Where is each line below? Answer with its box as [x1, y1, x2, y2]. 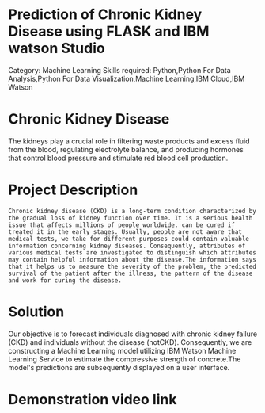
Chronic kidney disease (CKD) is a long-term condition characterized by [8, 207, 257, 215]
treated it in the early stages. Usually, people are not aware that [8, 228, 243, 235]
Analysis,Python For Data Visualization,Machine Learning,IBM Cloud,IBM [8, 74, 245, 83]
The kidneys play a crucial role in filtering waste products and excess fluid [8, 136, 251, 146]
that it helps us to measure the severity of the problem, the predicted [8, 262, 257, 270]
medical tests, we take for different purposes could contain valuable [8, 235, 249, 243]
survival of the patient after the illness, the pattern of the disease [8, 270, 253, 277]
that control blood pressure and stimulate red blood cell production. [8, 153, 229, 163]
